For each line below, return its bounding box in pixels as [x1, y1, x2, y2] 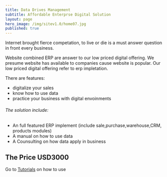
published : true [5, 26, 39, 31]
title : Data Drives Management [5, 7, 71, 13]
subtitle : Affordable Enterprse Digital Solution [5, 12, 111, 17]
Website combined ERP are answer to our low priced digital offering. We [5, 55, 154, 61]
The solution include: [5, 107, 49, 113]
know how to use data [12, 90, 59, 96]
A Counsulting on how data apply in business [12, 138, 106, 144]
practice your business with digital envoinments [12, 96, 111, 102]
